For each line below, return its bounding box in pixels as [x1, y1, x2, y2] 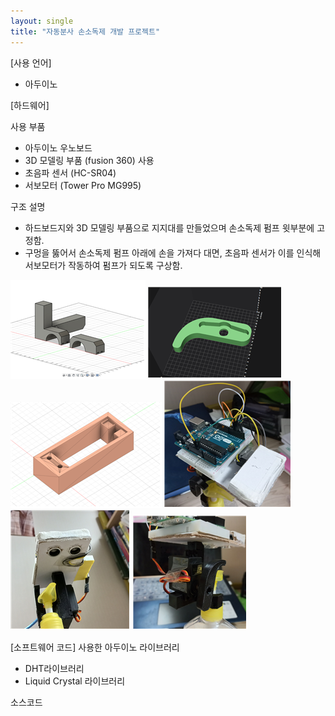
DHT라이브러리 [24, 662, 85, 674]
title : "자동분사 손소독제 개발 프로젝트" [10, 26, 161, 37]
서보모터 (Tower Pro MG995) [24, 179, 142, 191]
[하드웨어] [10, 99, 50, 111]
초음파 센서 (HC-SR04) [24, 166, 117, 179]
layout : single [10, 16, 74, 26]
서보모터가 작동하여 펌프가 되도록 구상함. [24, 259, 183, 271]
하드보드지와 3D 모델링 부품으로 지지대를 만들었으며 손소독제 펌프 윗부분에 [24, 221, 315, 234]
